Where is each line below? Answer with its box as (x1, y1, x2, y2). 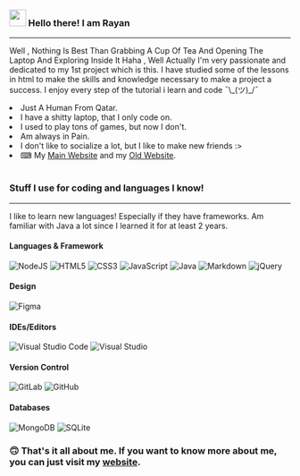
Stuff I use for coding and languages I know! (9, 182, 204, 194)
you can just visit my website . (9, 455, 141, 468)
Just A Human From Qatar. (21, 103, 118, 114)
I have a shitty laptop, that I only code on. (21, 112, 172, 123)
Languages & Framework (9, 241, 104, 251)
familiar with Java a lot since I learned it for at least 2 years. (9, 220, 229, 231)
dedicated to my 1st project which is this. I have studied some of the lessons (9, 64, 290, 75)
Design (9, 281, 37, 292)
